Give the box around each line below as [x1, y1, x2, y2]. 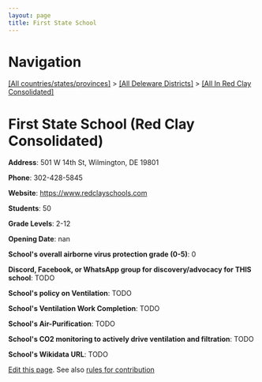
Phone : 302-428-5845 [8, 173, 83, 182]
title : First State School [8, 19, 97, 27]
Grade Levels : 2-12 [8, 219, 71, 229]
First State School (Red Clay [8, 115, 195, 133]
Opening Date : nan [8, 234, 71, 244]
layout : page [8, 11, 51, 20]
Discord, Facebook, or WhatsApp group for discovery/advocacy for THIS [8, 265, 252, 275]
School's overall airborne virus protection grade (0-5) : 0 [8, 249, 196, 259]
